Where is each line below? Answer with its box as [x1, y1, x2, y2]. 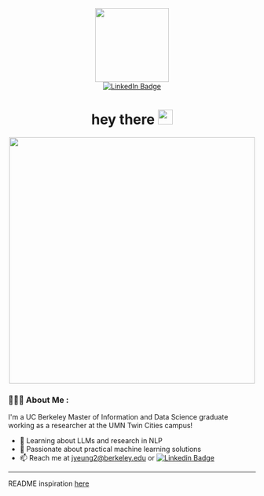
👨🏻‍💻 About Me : [8, 394, 69, 405]
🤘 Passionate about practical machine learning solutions [19, 445, 202, 454]
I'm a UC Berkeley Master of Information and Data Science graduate [8, 412, 229, 422]
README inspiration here [8, 479, 90, 488]
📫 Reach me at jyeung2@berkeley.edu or [19, 453, 156, 463]
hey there [91, 110, 156, 129]
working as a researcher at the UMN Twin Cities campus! [8, 421, 193, 431]
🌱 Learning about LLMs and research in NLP [19, 436, 163, 446]
